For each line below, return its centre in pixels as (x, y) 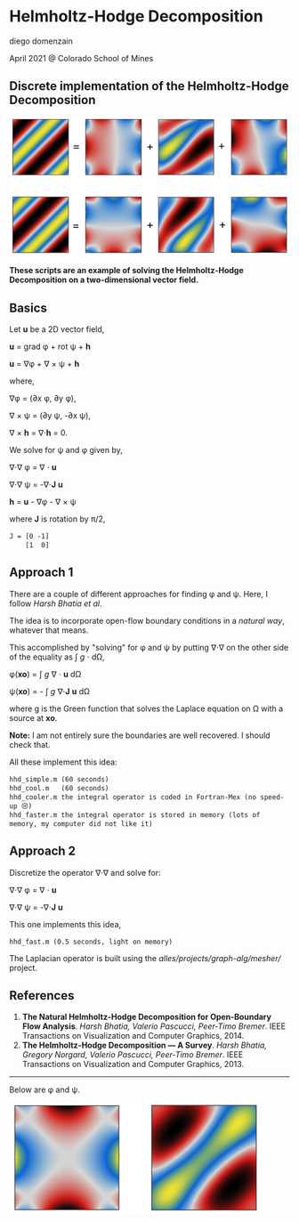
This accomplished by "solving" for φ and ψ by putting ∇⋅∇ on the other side (149, 647)
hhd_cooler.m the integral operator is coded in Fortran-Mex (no (133, 797)
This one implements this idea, (65, 924)
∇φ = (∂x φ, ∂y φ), (43, 398)
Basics (28, 308)
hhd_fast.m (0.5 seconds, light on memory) (91, 942)
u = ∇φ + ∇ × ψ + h (44, 364)
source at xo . (33, 717)
